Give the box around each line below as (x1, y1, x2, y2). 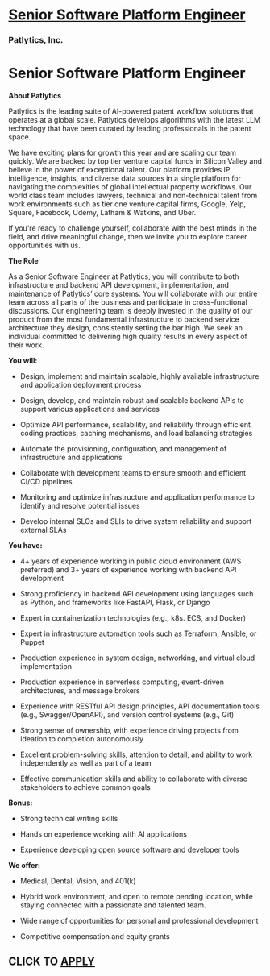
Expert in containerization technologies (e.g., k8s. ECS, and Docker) (19, 613, 247, 623)
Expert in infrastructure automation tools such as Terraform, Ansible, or (19, 629, 257, 638)
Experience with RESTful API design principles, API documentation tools (19, 701, 260, 711)
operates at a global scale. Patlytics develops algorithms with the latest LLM (8, 115, 260, 125)
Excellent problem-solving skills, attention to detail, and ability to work (19, 750, 253, 759)
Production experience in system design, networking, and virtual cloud (19, 653, 255, 662)
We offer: (8, 861, 41, 870)
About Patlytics (8, 91, 62, 101)
